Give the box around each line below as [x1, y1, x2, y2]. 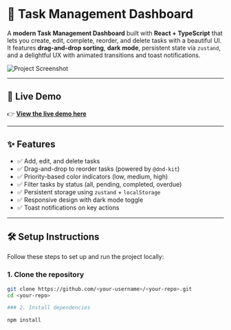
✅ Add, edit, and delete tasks [16, 156, 100, 165]
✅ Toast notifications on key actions [16, 203, 120, 212]
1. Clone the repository [7, 270, 85, 280]
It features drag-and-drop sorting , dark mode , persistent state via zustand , [7, 43, 221, 52]
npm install [7, 317, 41, 324]
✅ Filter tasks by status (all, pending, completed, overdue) [16, 180, 182, 188]
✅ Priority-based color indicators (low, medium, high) [16, 172, 168, 181]
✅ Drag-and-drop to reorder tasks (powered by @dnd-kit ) [16, 165, 180, 173]
